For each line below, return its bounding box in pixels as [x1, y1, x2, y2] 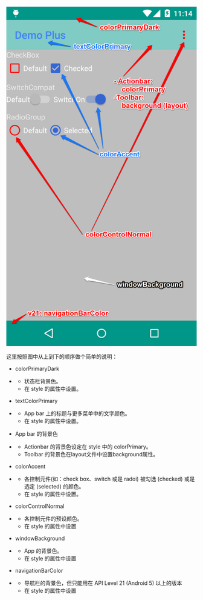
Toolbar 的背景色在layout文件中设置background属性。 [24, 451, 159, 458]
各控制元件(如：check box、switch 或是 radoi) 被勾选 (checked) [24, 475, 183, 482]
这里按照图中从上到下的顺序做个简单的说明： [6, 353, 118, 360]
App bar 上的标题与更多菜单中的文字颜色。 [24, 410, 131, 417]
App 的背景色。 [24, 547, 63, 555]
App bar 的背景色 [14, 430, 59, 437]
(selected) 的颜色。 [36, 483, 85, 490]
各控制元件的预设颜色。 [24, 515, 83, 522]
